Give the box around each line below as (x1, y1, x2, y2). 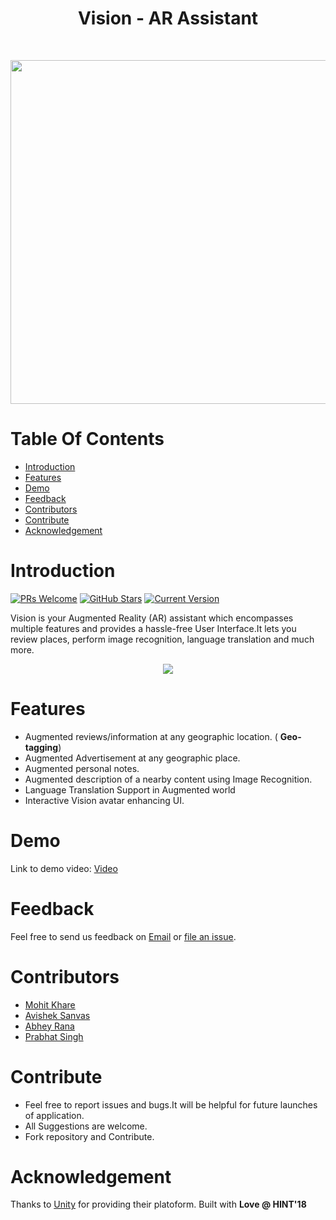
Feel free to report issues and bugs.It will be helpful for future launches (24, 1098, 318, 1111)
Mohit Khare (24, 998, 76, 1011)
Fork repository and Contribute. (24, 1130, 155, 1142)
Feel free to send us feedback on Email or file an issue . (10, 930, 237, 942)
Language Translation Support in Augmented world (24, 783, 236, 796)
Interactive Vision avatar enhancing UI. (24, 794, 185, 806)
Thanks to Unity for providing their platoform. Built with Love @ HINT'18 (10, 1198, 307, 1211)
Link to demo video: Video (10, 862, 118, 874)
